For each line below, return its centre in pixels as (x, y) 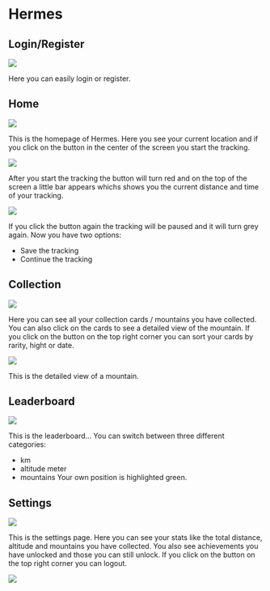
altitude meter (43, 469)
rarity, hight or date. (41, 345)
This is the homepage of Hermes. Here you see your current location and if (133, 138)
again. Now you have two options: (65, 235)
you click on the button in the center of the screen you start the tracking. (129, 147)
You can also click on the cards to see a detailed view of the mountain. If (129, 328)
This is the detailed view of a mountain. (74, 376)
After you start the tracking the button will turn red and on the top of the (128, 178)
